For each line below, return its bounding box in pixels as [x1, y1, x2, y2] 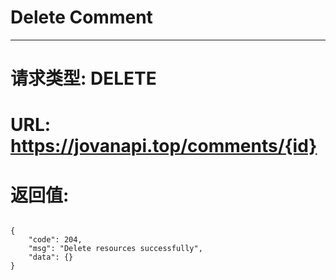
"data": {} [28, 252, 74, 263]
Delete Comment [10, 6, 153, 29]
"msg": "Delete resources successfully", [28, 244, 203, 254]
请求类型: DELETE [10, 67, 157, 90]
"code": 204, [28, 235, 83, 245]
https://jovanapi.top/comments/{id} [10, 135, 318, 158]
